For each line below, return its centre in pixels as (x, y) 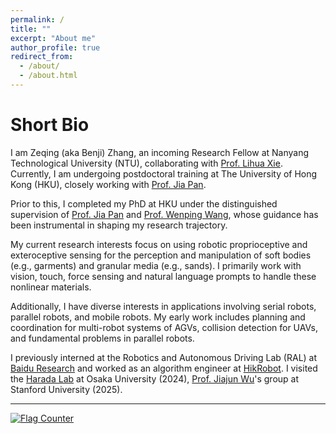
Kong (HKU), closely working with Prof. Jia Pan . (108, 184)
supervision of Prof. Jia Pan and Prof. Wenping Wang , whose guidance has (164, 214)
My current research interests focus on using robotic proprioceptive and (159, 244)
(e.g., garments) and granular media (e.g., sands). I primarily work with (156, 265)
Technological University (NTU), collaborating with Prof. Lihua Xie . (146, 163)
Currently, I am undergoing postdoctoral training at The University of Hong (164, 173)
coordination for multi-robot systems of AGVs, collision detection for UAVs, (164, 327)
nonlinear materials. (51, 287)
